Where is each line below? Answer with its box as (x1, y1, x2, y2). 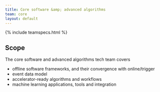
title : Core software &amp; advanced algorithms (5, 7, 106, 12)
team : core (5, 12, 27, 17)
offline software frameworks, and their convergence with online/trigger (12, 66, 155, 72)
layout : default (5, 16, 38, 21)
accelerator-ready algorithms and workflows (12, 76, 102, 82)
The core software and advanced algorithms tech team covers (5, 56, 131, 62)
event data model (12, 71, 47, 77)
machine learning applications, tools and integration (12, 81, 117, 88)
